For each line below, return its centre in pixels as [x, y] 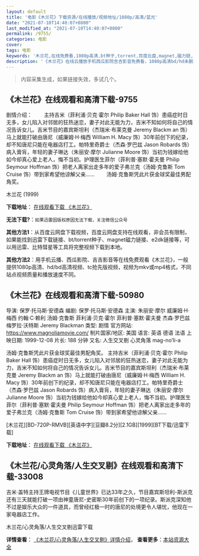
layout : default [26, 12]
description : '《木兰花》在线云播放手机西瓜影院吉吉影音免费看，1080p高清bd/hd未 [97, 61]
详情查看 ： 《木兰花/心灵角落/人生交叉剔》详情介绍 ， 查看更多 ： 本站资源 [95, 539]
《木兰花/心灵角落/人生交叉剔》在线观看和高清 [91, 465]
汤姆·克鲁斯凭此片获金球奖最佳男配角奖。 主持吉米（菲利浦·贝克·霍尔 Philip [97, 353]
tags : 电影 [19, 50]
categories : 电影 [27, 39]
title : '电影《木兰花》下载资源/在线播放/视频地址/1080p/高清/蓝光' [82, 17]
